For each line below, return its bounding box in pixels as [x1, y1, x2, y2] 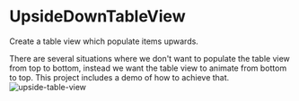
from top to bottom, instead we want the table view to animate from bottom [9, 63, 287, 73]
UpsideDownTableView [9, 6, 186, 27]
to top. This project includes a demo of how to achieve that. [9, 72, 230, 82]
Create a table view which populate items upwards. [9, 36, 199, 46]
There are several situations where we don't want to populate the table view [9, 53, 290, 63]
